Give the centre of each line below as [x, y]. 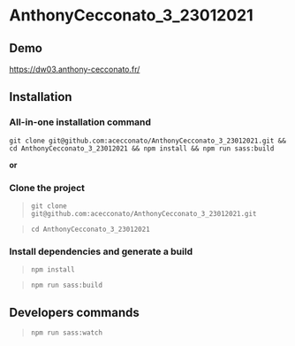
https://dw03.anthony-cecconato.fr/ [75, 69]
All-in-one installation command [80, 122]
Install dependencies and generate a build [101, 251]
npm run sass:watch [67, 333]
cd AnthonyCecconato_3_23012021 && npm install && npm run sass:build [142, 148]
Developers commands [74, 312]
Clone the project [47, 188]
